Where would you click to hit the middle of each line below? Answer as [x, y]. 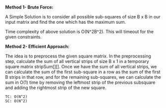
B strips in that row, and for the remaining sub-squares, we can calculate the [83, 77]
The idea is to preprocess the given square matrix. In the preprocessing [78, 56]
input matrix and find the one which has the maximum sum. [66, 22]
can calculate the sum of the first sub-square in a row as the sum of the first [83, 72]
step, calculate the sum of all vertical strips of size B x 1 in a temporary [77, 61]
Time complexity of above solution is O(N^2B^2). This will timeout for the [79, 31]
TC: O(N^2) [16, 97]
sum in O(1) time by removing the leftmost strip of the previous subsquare [80, 82]
